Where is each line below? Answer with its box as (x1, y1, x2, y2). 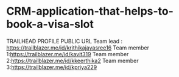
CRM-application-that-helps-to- (6, 4, 174, 18)
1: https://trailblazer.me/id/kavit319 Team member (6, 50, 129, 57)
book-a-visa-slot (6, 17, 94, 31)
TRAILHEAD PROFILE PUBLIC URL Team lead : (6, 37, 123, 45)
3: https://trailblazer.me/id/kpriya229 (6, 63, 97, 71)
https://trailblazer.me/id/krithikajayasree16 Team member (6, 44, 150, 51)
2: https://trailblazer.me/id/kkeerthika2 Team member (6, 57, 139, 64)
